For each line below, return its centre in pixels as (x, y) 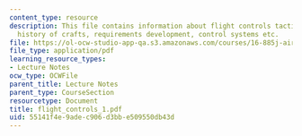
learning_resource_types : (58, 59)
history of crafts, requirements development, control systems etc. (148, 34)
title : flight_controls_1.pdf (66, 109)
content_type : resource (54, 17)
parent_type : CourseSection (62, 92)
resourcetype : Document (54, 101)
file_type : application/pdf (62, 51)
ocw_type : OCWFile (44, 76)
